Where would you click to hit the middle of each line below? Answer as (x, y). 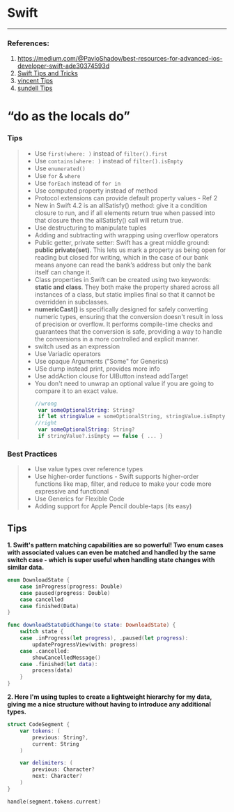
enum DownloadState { (39, 580)
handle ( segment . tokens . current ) (54, 802)
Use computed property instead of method (96, 191)
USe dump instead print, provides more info (97, 369)
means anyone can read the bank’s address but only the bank (123, 265)
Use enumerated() (60, 168)
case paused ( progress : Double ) (65, 593)
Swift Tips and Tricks (47, 73)
